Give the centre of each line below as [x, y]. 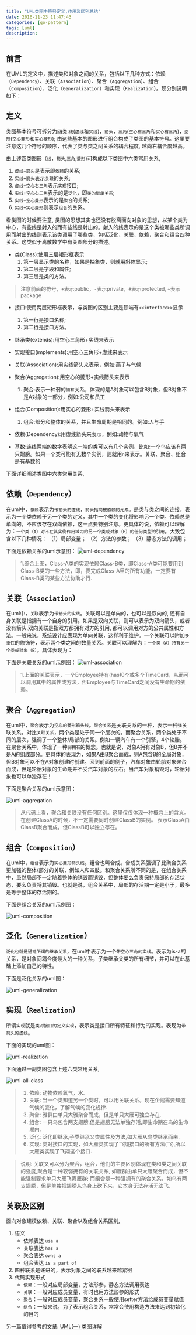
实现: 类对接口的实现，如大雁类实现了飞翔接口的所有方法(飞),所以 [107, 1144]
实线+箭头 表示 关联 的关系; [43, 178]
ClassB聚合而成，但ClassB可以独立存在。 [70, 827]
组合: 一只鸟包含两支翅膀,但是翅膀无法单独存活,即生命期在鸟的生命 [108, 1122]
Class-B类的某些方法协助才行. [56, 578]
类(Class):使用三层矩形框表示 [49, 254]
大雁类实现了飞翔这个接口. [60, 1151]
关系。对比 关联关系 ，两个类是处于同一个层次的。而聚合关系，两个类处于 [96, 733]
